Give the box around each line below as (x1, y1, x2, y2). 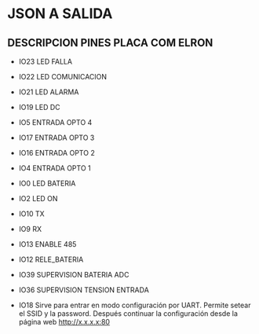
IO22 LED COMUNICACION (18, 72, 108, 81)
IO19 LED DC (18, 103, 60, 112)
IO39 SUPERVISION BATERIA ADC (18, 270, 129, 279)
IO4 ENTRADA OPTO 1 (18, 163, 91, 173)
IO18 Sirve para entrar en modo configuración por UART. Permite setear (18, 300, 251, 310)
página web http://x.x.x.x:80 (18, 317, 111, 326)
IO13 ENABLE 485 (18, 240, 77, 248)
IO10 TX (18, 209, 45, 218)
